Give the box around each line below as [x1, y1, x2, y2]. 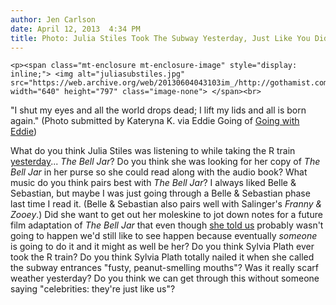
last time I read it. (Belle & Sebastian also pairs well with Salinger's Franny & [10, 198, 323, 210]
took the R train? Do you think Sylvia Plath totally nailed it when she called [10, 251, 315, 263]
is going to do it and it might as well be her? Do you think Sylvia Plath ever [10, 241, 315, 253]
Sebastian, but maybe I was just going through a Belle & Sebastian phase [10, 187, 311, 200]
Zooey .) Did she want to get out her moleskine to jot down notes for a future [10, 209, 323, 221]
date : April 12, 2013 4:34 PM [10, 24, 141, 34]
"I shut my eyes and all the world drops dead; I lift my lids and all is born [10, 104, 307, 116]
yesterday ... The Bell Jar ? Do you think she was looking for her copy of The [10, 156, 321, 168]
